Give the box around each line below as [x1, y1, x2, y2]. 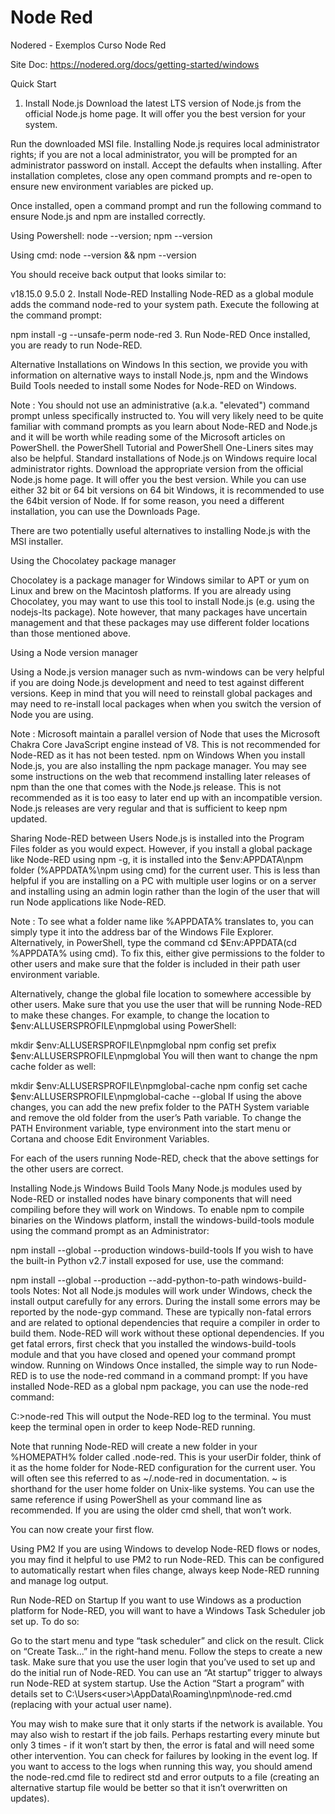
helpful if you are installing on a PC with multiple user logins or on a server [10, 874, 317, 886]
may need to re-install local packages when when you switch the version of [10, 697, 322, 710]
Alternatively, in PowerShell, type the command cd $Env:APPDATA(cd [10, 936, 297, 948]
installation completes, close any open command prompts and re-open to [10, 169, 313, 181]
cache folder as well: [10, 1060, 97, 1072]
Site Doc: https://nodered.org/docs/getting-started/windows [10, 58, 260, 70]
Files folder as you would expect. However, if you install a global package [10, 842, 313, 855]
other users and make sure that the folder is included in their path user [10, 957, 301, 970]
